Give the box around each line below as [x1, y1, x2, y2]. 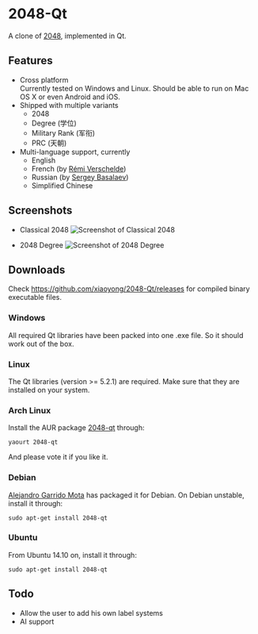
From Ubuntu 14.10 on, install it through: [8, 550, 137, 559]
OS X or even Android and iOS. [19, 92, 120, 102]
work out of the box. [8, 339, 74, 348]
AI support [19, 617, 55, 626]
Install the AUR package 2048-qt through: [8, 423, 145, 432]
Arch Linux [8, 405, 51, 416]
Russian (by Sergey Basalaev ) [31, 172, 129, 182]
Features [8, 54, 53, 67]
